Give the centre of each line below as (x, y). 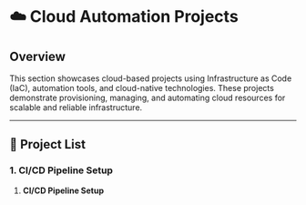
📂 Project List (48, 144)
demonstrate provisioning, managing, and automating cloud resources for (148, 97)
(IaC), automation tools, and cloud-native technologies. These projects (142, 88)
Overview (38, 56)
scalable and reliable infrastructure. (76, 108)
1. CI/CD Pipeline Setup (61, 170)
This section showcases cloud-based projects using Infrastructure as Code (151, 78)
